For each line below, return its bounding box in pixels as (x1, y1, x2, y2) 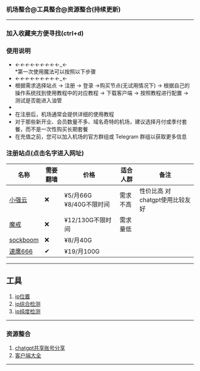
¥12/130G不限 (64, 216, 106, 224)
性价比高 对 (139, 186, 171, 195)
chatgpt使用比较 (139, 195, 185, 204)
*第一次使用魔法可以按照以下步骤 (14, 68, 96, 75)
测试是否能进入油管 (14, 97, 62, 104)
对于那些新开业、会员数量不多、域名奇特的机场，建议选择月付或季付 (14, 118, 182, 125)
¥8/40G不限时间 (64, 200, 110, 209)
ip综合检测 (14, 300, 40, 307)
